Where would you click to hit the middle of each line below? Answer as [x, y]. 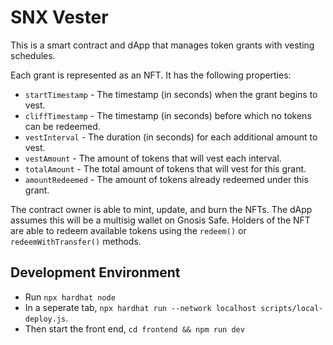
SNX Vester [59, 17]
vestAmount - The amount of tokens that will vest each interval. [153, 158]
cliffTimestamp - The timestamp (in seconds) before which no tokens [168, 115]
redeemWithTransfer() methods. [76, 241]
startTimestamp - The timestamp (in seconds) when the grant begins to [171, 94]
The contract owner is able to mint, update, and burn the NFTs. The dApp [161, 209]
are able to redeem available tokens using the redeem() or [128, 230]
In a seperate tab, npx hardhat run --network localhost [140, 307]
